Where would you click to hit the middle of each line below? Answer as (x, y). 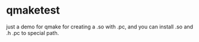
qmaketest (33, 10)
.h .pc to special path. (33, 33)
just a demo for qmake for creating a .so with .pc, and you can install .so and (100, 27)
